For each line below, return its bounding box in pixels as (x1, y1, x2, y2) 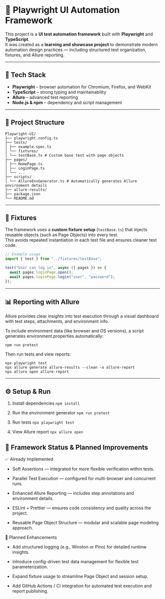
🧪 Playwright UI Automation (5, 4, 120, 16)
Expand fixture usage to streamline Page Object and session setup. (12, 573, 149, 579)
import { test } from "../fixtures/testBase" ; (5, 256, 102, 262)
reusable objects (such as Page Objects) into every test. (5, 232, 119, 238)
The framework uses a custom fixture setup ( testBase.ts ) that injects (5, 227, 147, 233)
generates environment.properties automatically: (5, 333, 104, 339)
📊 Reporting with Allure (5, 298, 80, 306)
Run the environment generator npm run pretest (12, 410, 110, 416)
